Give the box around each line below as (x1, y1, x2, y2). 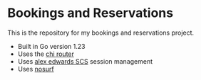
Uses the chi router (17, 50, 75, 58)
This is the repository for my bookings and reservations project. (7, 28, 195, 37)
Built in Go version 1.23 (17, 42, 86, 50)
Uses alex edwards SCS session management (17, 57, 153, 65)
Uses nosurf (17, 64, 55, 73)
